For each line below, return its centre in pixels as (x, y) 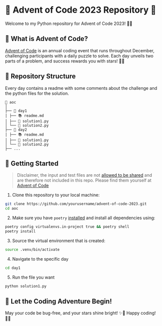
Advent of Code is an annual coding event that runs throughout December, (80, 50)
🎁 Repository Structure (40, 76)
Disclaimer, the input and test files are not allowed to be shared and (84, 175)
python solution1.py (26, 286)
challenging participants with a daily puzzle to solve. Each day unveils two (79, 56)
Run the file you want (33, 277)
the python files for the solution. (37, 93)
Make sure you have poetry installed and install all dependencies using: (84, 218)
